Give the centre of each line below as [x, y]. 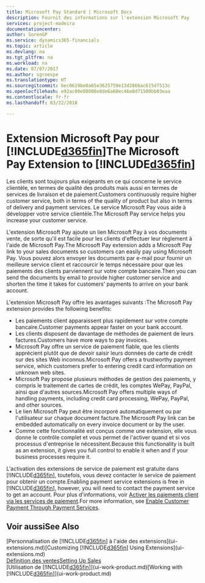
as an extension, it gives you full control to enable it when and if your [102, 450]
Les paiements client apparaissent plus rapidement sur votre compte [101, 320]
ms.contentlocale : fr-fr [38, 97]
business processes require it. [53, 457]
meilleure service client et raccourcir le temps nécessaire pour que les [95, 264]
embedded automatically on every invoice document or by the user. [100, 424]
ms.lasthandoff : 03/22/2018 [42, 103]
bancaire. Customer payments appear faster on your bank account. [99, 327]
